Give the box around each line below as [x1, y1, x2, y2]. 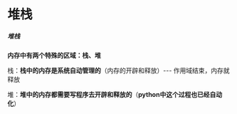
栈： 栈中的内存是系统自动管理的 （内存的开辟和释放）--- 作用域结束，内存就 [7, 66, 230, 75]
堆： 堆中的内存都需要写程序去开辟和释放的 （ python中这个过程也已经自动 [7, 90, 223, 99]
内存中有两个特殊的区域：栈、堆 [7, 51, 101, 60]
